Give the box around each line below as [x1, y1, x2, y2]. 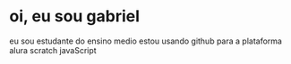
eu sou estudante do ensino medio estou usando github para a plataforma [9, 36, 282, 46]
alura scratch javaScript [9, 44, 97, 55]
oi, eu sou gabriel [9, 6, 141, 27]
